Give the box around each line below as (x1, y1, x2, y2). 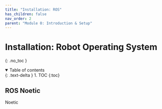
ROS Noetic (5, 86, 40, 95)
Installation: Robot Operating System (5, 42, 158, 53)
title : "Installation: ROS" (5, 7, 62, 12)
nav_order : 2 (5, 16, 32, 21)
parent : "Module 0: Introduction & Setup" (5, 20, 92, 26)
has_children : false (5, 12, 47, 17)
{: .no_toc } (5, 58, 27, 64)
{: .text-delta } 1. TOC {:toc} (5, 73, 60, 78)
